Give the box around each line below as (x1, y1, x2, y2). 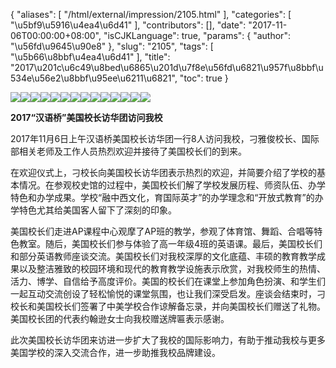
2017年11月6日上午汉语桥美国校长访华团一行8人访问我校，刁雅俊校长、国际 (10, 133, 320, 144)
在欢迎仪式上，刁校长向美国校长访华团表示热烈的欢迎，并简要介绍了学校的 (10, 167, 317, 178)
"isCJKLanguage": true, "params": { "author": (103, 30, 291, 41)
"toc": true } (179, 72, 229, 84)
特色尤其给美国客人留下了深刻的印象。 (18, 204, 177, 216)
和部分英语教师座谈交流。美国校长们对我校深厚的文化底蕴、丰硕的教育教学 (10, 250, 317, 262)
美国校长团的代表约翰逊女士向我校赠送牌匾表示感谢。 (10, 313, 230, 324)
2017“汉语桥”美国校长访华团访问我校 (10, 112, 163, 123)
